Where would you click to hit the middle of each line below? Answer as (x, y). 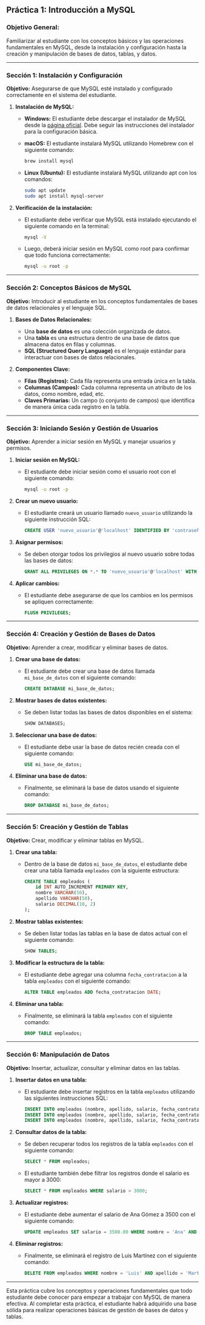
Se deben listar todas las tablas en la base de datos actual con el (106, 933)
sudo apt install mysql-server (64, 196)
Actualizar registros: (42, 1203)
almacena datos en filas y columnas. (70, 344)
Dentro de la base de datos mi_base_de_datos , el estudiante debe (106, 864)
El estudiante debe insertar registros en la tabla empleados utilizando (110, 1091)
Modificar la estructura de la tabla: (60, 963)
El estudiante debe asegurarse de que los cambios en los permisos (109, 595)
